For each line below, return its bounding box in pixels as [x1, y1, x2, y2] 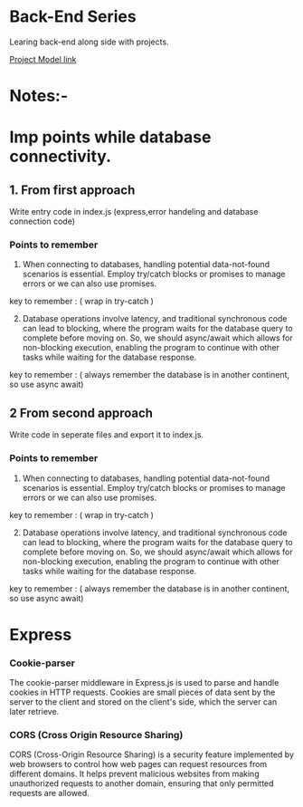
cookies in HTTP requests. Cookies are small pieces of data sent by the [9, 687, 276, 698]
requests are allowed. [9, 788, 90, 799]
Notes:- [9, 86, 69, 106]
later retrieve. [9, 706, 60, 717]
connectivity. [9, 147, 111, 167]
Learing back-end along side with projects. [9, 36, 169, 47]
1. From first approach [9, 182, 136, 197]
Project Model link [9, 53, 77, 64]
